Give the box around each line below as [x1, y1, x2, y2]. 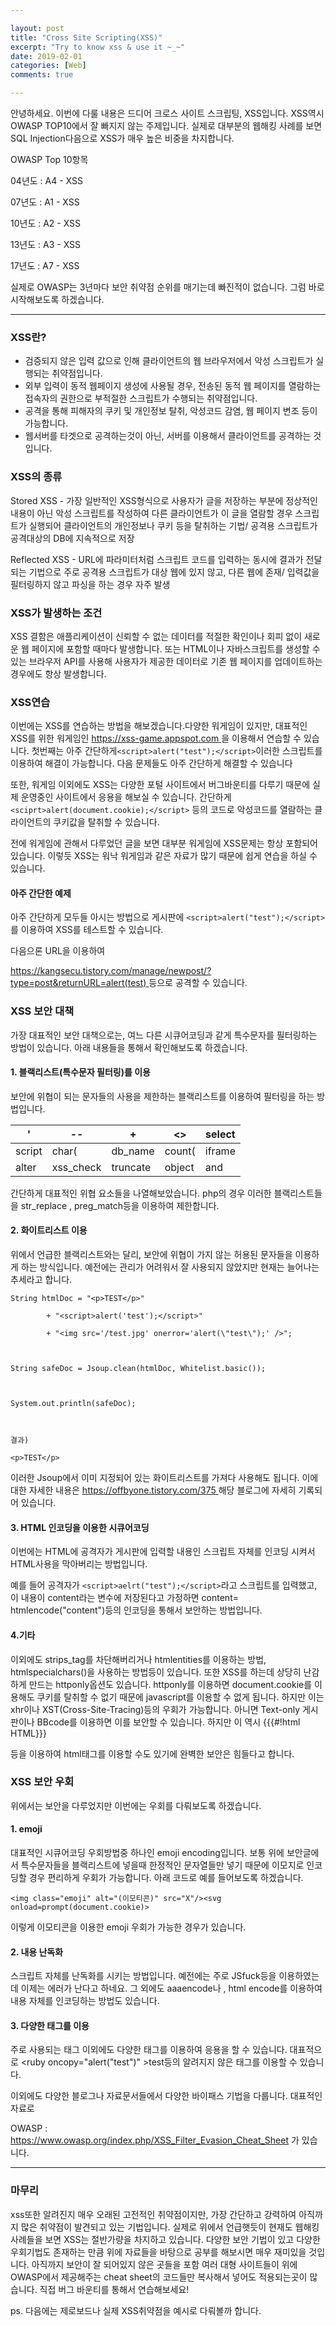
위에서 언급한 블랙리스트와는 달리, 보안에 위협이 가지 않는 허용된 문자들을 [10, 1249, 293, 1261]
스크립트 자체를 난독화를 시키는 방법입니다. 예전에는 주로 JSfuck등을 [10, 1970, 277, 1982]
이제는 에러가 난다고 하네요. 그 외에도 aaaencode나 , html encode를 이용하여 [20, 1982, 323, 1995]
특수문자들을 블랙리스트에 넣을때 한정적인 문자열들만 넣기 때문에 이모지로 [20, 1859, 305, 1871]
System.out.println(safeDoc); [10, 1399, 137, 1409]
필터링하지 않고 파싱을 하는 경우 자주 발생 [10, 578, 171, 590]
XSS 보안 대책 [10, 1004, 75, 1018]
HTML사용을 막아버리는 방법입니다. [10, 1558, 148, 1570]
